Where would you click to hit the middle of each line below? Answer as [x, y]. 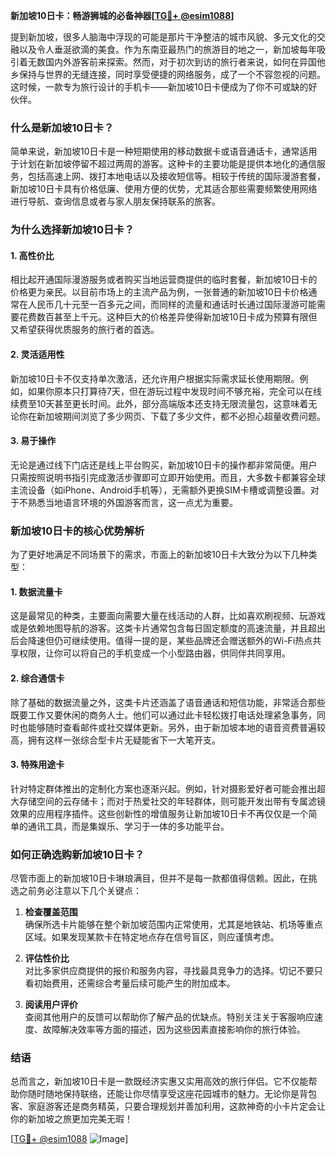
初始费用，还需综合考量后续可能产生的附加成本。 [134, 983]
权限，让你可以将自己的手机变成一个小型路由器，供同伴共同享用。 [154, 653]
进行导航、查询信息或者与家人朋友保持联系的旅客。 [115, 201]
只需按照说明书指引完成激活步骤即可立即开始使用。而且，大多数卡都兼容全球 [168, 477]
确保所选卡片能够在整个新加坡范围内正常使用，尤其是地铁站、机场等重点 [173, 925]
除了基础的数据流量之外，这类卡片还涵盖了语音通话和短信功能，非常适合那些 [168, 702]
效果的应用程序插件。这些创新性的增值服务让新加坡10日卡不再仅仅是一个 [159, 813]
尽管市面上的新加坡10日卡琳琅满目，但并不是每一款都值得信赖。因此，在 [159, 878]
